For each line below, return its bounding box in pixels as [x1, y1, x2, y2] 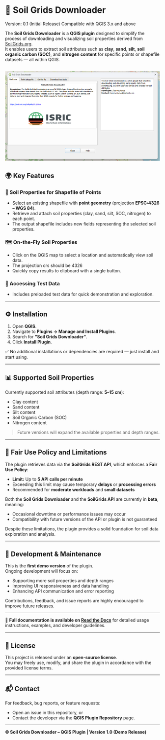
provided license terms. [5, 665, 53, 671]
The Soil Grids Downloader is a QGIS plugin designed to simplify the [5, 30, 145, 36]
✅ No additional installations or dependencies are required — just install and [5, 348, 159, 354]
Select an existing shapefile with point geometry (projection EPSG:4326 [12, 200, 160, 206]
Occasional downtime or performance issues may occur [12, 511, 126, 517]
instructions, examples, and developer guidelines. [5, 623, 106, 629]
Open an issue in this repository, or [12, 709, 83, 715]
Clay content [12, 399, 38, 405]
